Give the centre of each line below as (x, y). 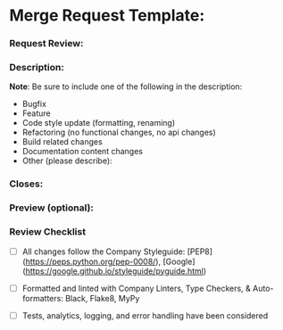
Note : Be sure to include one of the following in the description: (126, 87)
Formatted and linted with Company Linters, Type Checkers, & (137, 288)
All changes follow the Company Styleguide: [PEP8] (117, 252)
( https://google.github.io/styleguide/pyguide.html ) (114, 271)
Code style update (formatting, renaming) (99, 123)
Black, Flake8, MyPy (103, 298)
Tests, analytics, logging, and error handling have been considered (145, 315)
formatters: (43, 298)
